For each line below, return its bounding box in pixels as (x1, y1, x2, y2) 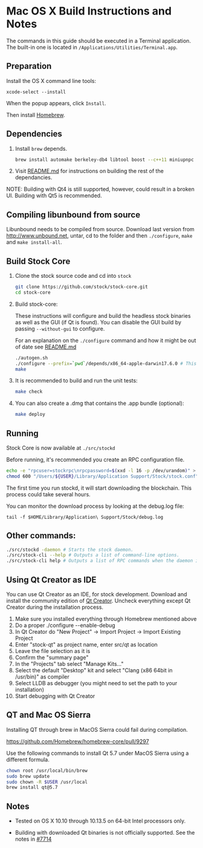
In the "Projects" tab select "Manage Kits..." (14, 660, 124, 667)
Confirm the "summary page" (14, 654, 89, 661)
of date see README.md (14, 343, 77, 350)
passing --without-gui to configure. (14, 325, 105, 332)
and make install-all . (6, 238, 62, 246)
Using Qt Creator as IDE (6, 574, 97, 585)
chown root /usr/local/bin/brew (6, 767, 88, 774)
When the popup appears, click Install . (6, 99, 107, 107)
